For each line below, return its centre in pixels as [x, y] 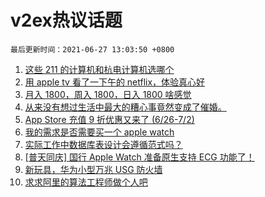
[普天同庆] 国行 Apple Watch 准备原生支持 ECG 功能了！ [139, 157]
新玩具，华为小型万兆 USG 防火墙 [93, 169]
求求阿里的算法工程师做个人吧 [86, 182]
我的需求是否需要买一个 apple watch [99, 132]
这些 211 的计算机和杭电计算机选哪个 [99, 69]
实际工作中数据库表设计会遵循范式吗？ [103, 144]
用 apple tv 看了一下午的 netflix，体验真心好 [115, 82]
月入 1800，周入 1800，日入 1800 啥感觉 [108, 94]
